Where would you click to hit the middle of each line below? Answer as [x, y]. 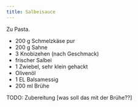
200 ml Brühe [32, 86]
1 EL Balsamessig [37, 79]
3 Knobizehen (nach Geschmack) [57, 53]
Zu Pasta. [18, 29]
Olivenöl [26, 73]
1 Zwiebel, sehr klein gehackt [51, 66]
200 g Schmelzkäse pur [45, 41]
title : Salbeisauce [31, 12]
